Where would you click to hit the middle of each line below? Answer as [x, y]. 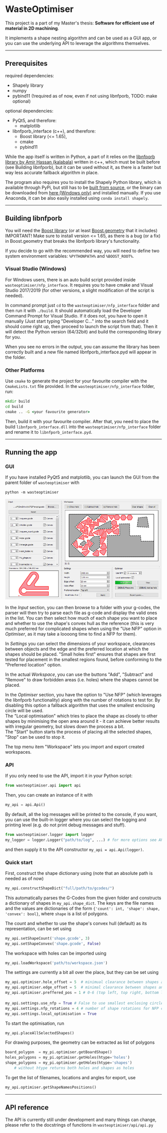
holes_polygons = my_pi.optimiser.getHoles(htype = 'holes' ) [68, 1058]
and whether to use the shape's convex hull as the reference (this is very [80, 623]
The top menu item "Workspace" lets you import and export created [75, 747]
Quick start [19, 862]
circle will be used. [24, 710]
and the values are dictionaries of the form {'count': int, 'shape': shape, [83, 908]
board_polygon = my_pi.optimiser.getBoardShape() [59, 1052]
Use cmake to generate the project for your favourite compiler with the [76, 381]
